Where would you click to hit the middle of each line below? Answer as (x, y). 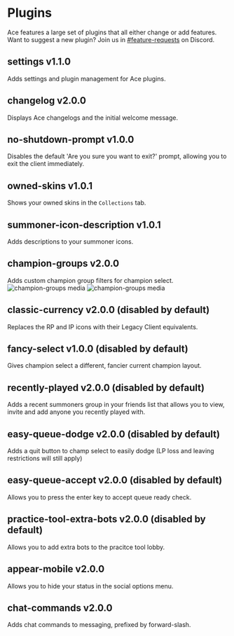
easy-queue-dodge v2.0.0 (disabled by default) (114, 434)
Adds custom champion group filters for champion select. (90, 280)
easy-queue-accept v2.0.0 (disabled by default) (115, 480)
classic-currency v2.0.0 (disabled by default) (109, 310)
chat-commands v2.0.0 (60, 608)
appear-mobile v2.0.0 (56, 569)
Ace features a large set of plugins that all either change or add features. (112, 32)
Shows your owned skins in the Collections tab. (77, 203)
